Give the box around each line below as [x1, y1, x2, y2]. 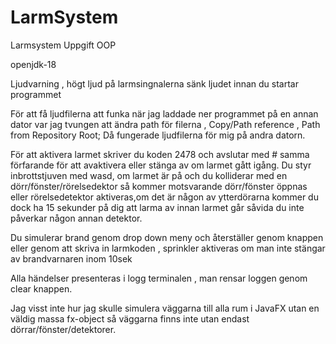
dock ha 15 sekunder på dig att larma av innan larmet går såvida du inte [10, 201, 305, 213]
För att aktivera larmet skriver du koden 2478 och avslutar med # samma [10, 148, 310, 160]
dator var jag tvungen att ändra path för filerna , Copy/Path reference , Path [10, 118, 321, 130]
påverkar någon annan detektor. [10, 212, 143, 224]
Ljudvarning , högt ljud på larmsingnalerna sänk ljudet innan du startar [10, 77, 299, 90]
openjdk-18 [10, 58, 57, 70]
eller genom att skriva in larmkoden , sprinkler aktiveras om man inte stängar [10, 242, 326, 254]
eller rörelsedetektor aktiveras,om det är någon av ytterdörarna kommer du [10, 191, 319, 203]
